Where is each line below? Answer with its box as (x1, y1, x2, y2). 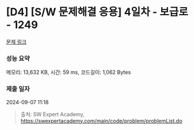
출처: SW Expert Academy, (20, 111, 85, 118)
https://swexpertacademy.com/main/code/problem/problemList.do (20, 117, 183, 124)
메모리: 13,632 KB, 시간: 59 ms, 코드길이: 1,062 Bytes (6, 69, 131, 76)
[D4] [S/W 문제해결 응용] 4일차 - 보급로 (6, 5, 189, 19)
